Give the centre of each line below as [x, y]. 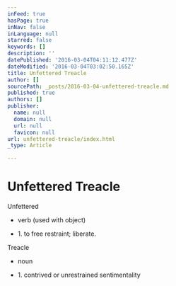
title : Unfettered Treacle [47, 73]
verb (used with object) [52, 220]
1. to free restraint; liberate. [57, 234]
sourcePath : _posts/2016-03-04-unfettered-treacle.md [88, 86]
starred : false [30, 40]
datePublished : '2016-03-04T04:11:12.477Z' [72, 60]
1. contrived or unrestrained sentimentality [79, 275]
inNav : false [27, 27]
